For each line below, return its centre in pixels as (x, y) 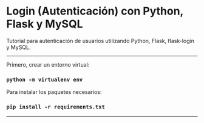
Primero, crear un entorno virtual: (48, 64)
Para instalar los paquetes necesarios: (54, 92)
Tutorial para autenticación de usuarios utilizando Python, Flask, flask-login (100, 41)
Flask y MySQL (45, 24)
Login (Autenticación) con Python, (95, 11)
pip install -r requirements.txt (56, 107)
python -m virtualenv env (45, 79)
